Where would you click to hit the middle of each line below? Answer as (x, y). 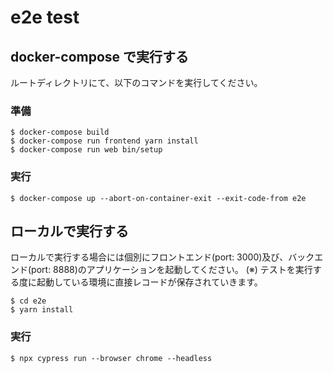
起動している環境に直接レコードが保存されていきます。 (149, 282)
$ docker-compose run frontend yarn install (104, 141)
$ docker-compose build (60, 132)
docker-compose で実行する (100, 56)
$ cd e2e (28, 301)
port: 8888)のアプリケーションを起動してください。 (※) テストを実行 (172, 270)
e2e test (45, 17)
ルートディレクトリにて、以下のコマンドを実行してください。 (136, 82)
